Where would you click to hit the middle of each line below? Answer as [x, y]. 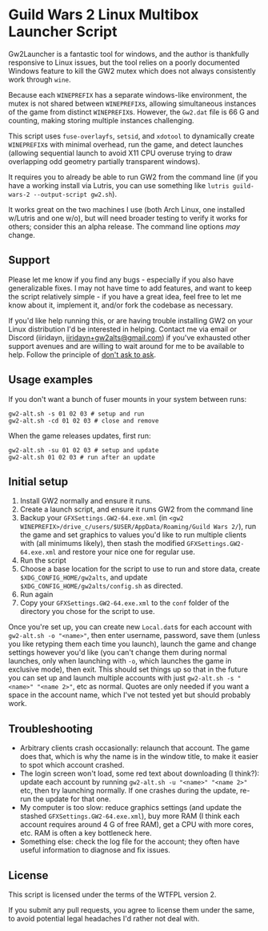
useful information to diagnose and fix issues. [95, 850]
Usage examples [51, 380]
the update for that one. [72, 799]
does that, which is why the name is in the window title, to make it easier [139, 756]
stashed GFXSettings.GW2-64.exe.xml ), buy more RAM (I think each [130, 816]
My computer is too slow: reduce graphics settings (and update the [131, 808]
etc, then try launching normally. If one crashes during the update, [129, 791]
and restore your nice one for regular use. [127, 552]
